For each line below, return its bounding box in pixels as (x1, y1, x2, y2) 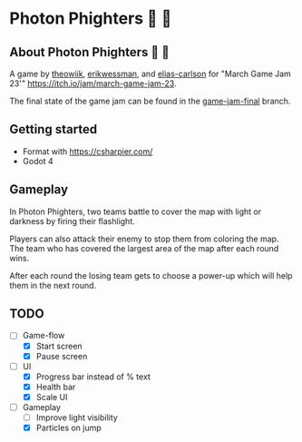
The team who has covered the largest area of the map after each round (9, 242, 279, 253)
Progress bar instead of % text (35, 371, 151, 382)
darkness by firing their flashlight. (9, 215, 136, 226)
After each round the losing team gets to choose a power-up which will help (9, 270, 293, 280)
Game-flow (22, 330, 65, 341)
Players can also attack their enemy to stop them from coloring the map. (9, 233, 279, 244)
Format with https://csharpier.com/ (22, 145, 153, 157)
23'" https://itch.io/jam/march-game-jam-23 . (9, 78, 177, 89)
